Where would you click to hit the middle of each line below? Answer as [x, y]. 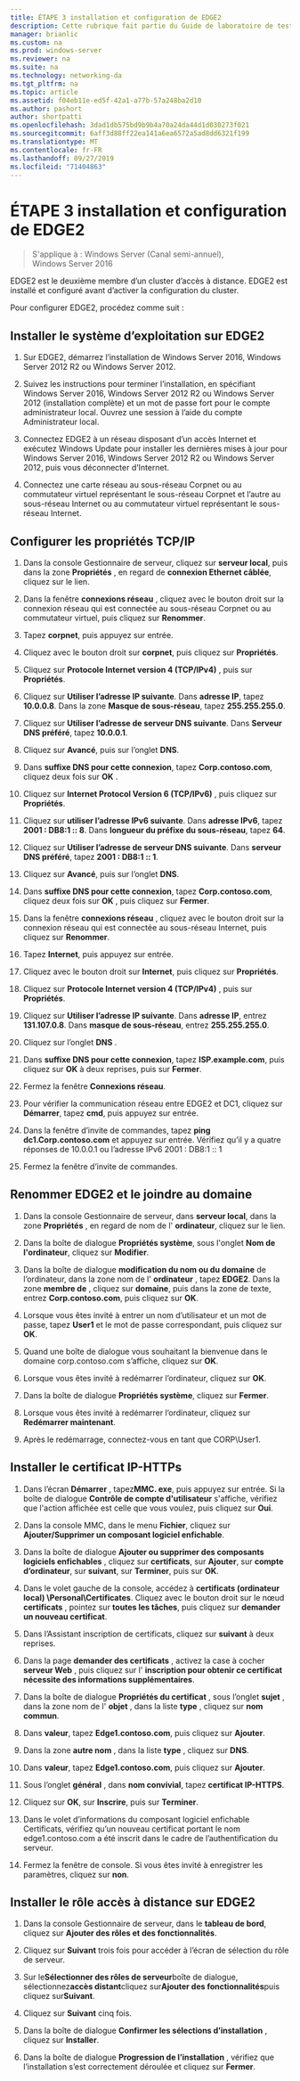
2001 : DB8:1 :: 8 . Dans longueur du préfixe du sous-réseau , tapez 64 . [154, 830]
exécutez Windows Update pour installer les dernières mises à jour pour [155, 449]
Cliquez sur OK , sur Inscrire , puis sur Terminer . [111, 1802]
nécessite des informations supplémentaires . [109, 1679]
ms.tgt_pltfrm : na [44, 84]
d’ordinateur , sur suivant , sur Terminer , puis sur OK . [121, 1570]
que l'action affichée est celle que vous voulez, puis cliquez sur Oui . [148, 1508]
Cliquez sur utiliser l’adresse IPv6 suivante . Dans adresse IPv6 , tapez [153, 820]
